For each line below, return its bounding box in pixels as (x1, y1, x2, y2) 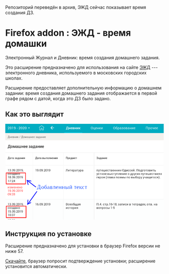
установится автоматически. (5, 263, 68, 269)
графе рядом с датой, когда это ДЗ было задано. (5, 95, 111, 101)
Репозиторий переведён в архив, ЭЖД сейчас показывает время (5, 5, 146, 10)
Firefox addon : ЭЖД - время (5, 27, 131, 39)
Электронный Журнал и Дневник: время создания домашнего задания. (5, 54, 160, 60)
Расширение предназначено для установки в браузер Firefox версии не (5, 243, 160, 249)
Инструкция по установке (5, 229, 92, 238)
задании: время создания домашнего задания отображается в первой (5, 90, 157, 96)
